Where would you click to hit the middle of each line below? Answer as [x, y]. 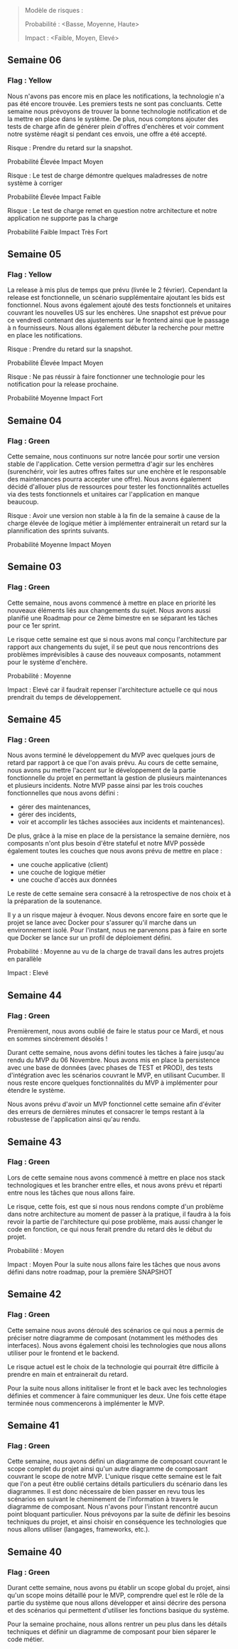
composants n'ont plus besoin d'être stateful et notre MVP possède [106, 843]
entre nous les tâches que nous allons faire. [71, 1192]
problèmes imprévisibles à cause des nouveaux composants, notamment [114, 654]
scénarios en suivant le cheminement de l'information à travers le [103, 1499]
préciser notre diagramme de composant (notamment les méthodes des [113, 1338]
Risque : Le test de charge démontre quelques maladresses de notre [108, 175]
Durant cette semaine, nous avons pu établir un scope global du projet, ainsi [119, 1587]
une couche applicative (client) [63, 865]
